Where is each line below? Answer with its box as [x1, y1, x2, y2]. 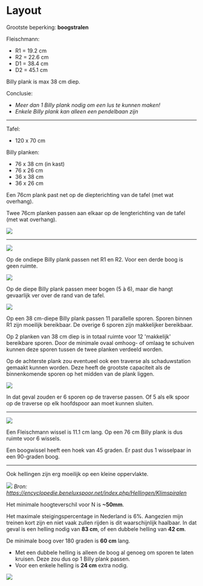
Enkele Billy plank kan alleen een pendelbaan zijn [14, 108, 138, 115]
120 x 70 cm [14, 137, 46, 144]
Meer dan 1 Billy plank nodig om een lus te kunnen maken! [14, 101, 161, 109]
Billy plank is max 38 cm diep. [6, 78, 80, 85]
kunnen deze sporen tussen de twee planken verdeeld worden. [6, 346, 163, 353]
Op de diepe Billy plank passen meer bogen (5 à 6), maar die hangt [6, 285, 173, 292]
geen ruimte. [6, 262, 38, 269]
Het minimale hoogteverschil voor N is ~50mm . [6, 501, 124, 508]
